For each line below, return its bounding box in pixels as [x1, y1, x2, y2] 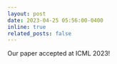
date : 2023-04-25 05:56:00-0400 [7, 17, 103, 24]
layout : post [7, 10, 46, 18]
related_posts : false [7, 30, 72, 37]
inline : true [7, 23, 46, 30]
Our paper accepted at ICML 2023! [7, 49, 111, 58]
